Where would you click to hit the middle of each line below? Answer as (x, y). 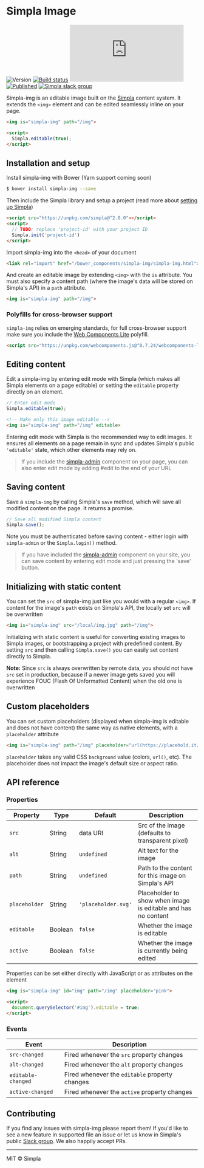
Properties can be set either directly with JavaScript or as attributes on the (100, 974)
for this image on (162, 876)
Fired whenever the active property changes (128, 1092)
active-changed (31, 1092)
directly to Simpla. (29, 656)
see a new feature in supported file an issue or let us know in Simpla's (94, 1135)
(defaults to (154, 833)
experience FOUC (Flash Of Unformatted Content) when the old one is (94, 681)
